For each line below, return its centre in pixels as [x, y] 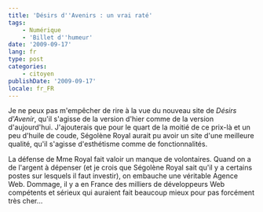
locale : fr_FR [31, 88]
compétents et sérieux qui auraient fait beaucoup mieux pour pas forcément [131, 192]
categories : [27, 67]
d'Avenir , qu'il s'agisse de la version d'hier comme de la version [111, 119]
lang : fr [22, 52]
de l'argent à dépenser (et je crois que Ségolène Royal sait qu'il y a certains [130, 168]
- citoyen [38, 74]
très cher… [26, 201]
